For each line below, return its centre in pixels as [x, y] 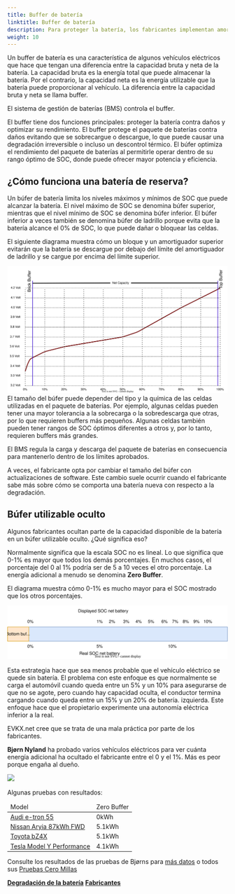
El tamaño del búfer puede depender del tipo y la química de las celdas [109, 398]
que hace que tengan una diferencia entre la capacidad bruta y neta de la [113, 65]
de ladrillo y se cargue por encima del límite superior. [84, 256]
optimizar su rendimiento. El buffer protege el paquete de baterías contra [112, 130]
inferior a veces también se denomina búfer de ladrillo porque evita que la [114, 221]
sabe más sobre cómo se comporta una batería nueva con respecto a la [111, 485]
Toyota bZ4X [29, 837]
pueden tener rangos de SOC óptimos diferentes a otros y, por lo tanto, [109, 428]
